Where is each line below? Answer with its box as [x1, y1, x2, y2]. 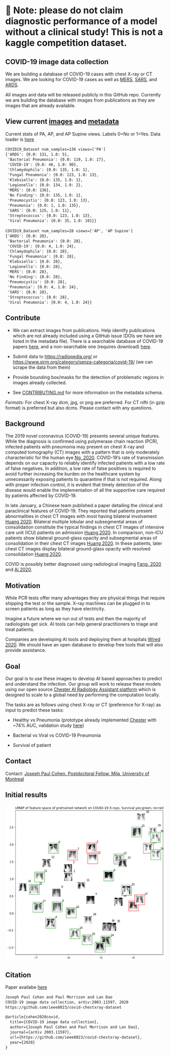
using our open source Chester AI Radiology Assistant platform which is [5, 686, 156, 693]
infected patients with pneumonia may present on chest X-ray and [5, 444, 144, 450]
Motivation [5, 581, 41, 590]
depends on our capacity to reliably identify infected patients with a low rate [5, 460, 165, 466]
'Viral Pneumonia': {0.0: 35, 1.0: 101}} [7, 218, 97, 223]
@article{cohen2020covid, [5, 1015, 60, 1020]
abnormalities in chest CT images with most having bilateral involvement [5, 513, 157, 519]
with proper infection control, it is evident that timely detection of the [5, 482, 149, 488]
